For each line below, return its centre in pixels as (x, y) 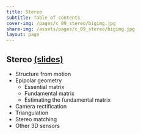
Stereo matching (36, 119)
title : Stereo (24, 12)
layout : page (23, 35)
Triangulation (32, 113)
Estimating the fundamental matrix (67, 100)
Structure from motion (43, 74)
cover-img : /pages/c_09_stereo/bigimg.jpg (61, 23)
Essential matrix (44, 86)
